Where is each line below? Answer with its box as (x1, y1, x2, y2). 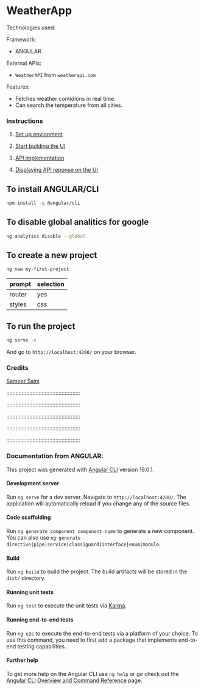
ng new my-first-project (6, 266, 69, 273)
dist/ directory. (6, 574, 46, 582)
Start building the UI (15, 142, 66, 150)
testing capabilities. (17, 642, 66, 650)
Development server (6, 480, 60, 487)
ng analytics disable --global (6, 233, 86, 239)
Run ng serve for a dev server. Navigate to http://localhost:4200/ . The (6, 493, 187, 501)
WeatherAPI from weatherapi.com (15, 71, 96, 78)
